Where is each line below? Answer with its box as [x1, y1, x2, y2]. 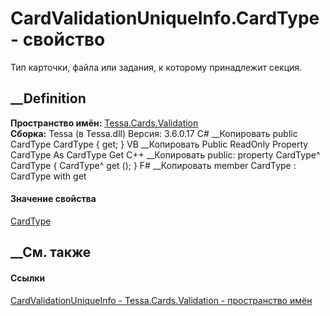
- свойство [10, 28, 106, 51]
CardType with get [10, 170, 87, 182]
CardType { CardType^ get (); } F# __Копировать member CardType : [10, 159, 297, 171]
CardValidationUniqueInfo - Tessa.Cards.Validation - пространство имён [10, 294, 313, 306]
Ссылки [10, 272, 46, 284]
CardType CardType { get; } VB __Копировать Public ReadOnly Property [10, 138, 309, 150]
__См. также [10, 244, 92, 261]
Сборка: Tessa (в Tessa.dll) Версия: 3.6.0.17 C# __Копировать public [10, 127, 298, 139]
